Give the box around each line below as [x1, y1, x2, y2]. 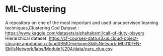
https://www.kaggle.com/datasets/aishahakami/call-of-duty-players [5, 30, 145, 36]
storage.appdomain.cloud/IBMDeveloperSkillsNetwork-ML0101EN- [5, 40, 142, 46]
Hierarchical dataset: [5, 35, 48, 41]
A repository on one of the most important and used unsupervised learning [5, 20, 159, 26]
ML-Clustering [5, 3, 66, 15]
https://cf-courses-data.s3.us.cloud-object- [49, 35, 139, 41]
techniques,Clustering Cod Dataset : [5, 25, 80, 30]
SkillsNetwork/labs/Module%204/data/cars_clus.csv [5, 46, 113, 52]
